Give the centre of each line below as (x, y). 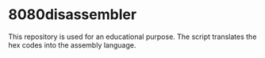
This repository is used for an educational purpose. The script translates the (132, 37)
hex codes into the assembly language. (72, 44)
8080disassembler (73, 15)
